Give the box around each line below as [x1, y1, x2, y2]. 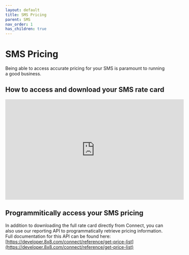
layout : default [5, 7, 40, 13]
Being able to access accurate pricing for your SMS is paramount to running [5, 65, 165, 71]
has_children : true [5, 27, 47, 32]
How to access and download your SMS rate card [5, 85, 165, 94]
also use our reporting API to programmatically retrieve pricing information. [5, 227, 163, 234]
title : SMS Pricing [5, 12, 47, 17]
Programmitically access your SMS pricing [5, 209, 144, 217]
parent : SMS [5, 17, 31, 22]
